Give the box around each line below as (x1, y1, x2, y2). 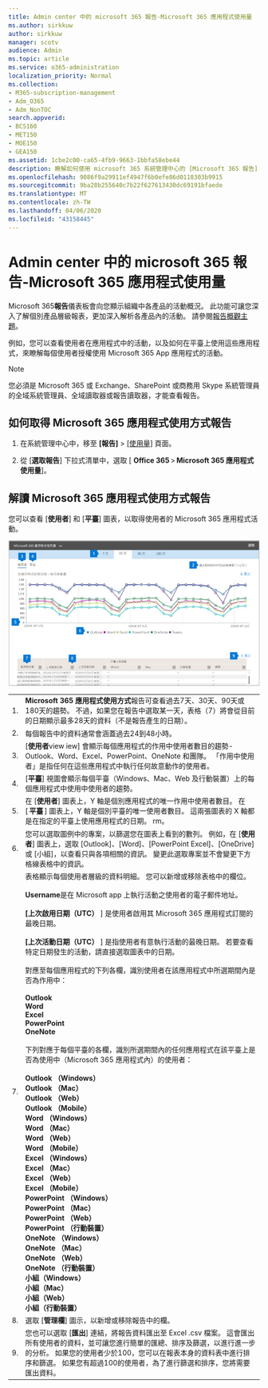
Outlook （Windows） (25, 1073, 100, 1083)
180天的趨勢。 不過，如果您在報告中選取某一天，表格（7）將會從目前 (25, 706, 255, 715)
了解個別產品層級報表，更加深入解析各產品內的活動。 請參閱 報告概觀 (14, 311, 241, 320)
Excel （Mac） (25, 1163, 74, 1172)
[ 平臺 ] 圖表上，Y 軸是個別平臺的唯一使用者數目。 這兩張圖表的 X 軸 (25, 806, 248, 816)
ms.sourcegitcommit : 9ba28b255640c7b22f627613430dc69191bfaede (8, 181, 223, 189)
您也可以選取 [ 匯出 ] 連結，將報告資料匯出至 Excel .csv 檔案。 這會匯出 (25, 1328, 255, 1338)
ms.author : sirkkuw (8, 21, 73, 30)
